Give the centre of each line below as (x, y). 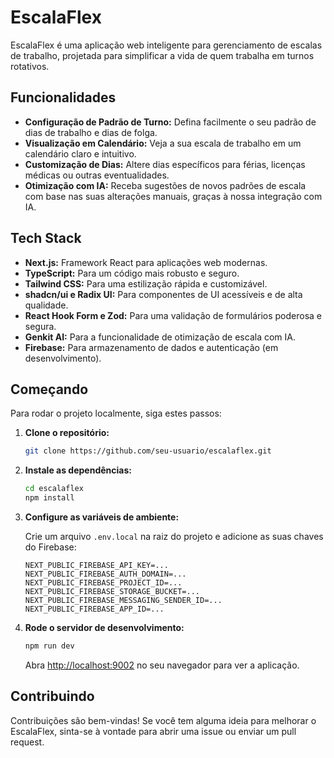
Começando (49, 389)
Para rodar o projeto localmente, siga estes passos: (116, 413)
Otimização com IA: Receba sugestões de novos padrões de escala (165, 185)
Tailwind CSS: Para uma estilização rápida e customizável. (146, 283)
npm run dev (49, 646)
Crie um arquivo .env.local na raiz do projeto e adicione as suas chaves (174, 536)
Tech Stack (46, 238)
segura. (40, 326)
